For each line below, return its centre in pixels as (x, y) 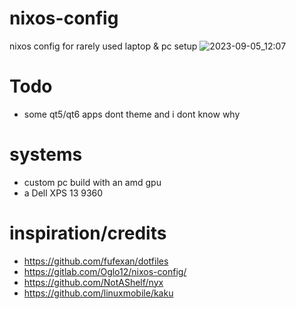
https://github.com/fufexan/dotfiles (96, 261)
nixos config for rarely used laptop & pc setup (103, 46)
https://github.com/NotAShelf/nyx (93, 282)
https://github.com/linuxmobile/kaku (98, 293)
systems (46, 154)
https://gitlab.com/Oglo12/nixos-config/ (105, 271)
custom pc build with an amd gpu (92, 182)
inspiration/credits (88, 233)
